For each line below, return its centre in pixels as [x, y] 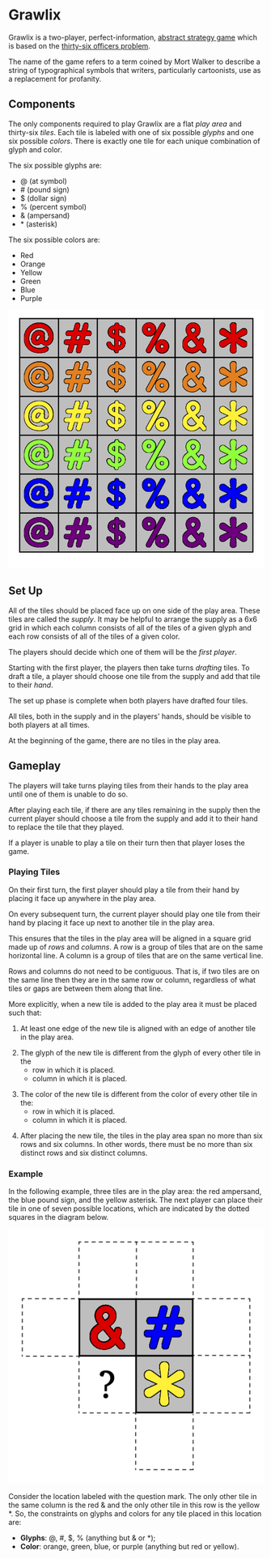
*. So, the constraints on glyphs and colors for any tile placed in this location [135, 1514]
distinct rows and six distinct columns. [84, 1153]
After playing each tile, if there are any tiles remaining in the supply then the [135, 809]
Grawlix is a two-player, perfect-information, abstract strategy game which [133, 37]
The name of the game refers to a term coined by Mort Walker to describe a [134, 62]
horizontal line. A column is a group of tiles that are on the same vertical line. [136, 955]
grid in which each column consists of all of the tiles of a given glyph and [130, 627]
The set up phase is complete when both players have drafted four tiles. [128, 700]
